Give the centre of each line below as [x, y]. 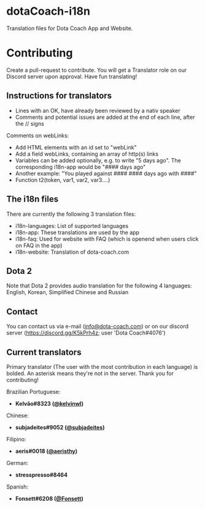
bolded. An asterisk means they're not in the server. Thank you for [90, 373]
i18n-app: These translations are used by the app [77, 232]
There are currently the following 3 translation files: [71, 214]
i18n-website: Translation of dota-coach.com [72, 252]
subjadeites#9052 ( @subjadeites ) [60, 427]
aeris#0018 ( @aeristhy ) [46, 451]
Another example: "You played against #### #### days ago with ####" [106, 173]
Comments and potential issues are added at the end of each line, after [105, 117]
